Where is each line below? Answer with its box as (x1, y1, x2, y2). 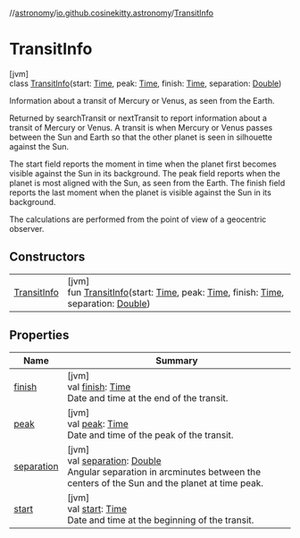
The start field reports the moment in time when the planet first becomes (9, 158, 277, 169)
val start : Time (66, 502, 128, 515)
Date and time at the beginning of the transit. (66, 514, 254, 526)
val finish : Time (66, 380, 131, 393)
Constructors (9, 250, 86, 265)
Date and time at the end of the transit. (66, 391, 229, 404)
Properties (9, 328, 70, 343)
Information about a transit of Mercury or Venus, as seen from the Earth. (9, 95, 275, 106)
